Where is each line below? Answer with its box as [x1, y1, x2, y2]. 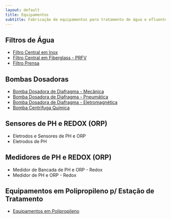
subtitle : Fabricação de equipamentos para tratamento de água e [5, 17, 147, 22]
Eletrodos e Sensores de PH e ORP [12, 133, 86, 139]
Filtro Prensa [12, 60, 40, 66]
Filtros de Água [5, 36, 54, 44]
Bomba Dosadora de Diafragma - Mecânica [12, 89, 104, 94]
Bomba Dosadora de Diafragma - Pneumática [12, 94, 108, 100]
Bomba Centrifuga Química [12, 105, 70, 111]
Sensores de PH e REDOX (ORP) [5, 119, 108, 128]
